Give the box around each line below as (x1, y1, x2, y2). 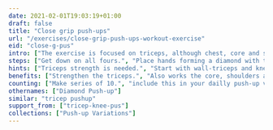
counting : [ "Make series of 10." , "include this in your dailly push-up (8, 79, 260, 87)
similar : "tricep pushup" (8, 94, 96, 103)
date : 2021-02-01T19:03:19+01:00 (8, 11, 122, 20)
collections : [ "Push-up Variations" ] (8, 110, 136, 118)
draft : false (8, 19, 53, 27)
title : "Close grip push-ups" (8, 27, 111, 35)
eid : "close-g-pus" (8, 42, 75, 50)
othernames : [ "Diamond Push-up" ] (8, 86, 122, 95)
